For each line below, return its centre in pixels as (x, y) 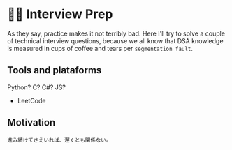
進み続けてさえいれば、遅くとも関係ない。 (59, 140)
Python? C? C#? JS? (37, 87)
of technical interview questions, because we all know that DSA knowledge (115, 40)
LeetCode (31, 100)
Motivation (31, 122)
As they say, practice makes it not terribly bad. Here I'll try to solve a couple (116, 33)
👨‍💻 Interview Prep (60, 14)
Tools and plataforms (55, 70)
